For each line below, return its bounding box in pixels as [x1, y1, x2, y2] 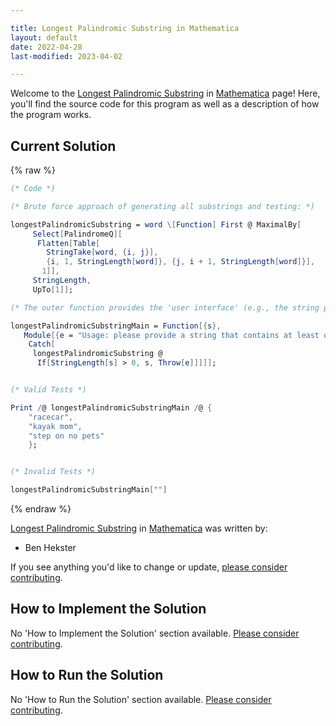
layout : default [10, 32, 78, 43]
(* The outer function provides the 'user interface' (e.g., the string [10, 302, 320, 313]
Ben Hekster [24, 542, 77, 554]
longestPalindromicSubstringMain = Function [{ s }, [10, 321, 222, 331]
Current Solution [10, 137, 117, 155]
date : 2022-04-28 [10, 42, 83, 52]
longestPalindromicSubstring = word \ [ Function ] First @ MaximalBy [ [10, 219, 302, 230]
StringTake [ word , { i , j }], [46, 247, 159, 258]
